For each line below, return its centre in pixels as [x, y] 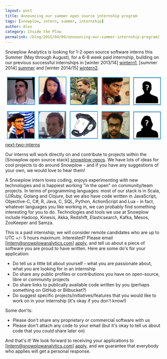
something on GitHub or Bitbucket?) [49, 290]
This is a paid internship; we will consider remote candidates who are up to [82, 232]
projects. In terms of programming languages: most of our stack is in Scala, [83, 191]
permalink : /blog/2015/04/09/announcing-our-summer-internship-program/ [82, 37]
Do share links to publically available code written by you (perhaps [81, 285]
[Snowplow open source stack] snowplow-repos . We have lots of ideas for [82, 160]
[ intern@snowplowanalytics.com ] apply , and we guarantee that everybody [82, 346]
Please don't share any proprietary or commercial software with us [81, 320]
